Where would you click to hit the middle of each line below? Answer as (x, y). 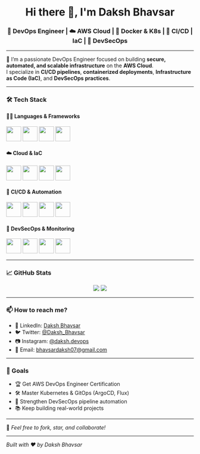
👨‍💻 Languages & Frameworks (43, 116)
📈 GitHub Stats (29, 273)
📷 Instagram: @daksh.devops (52, 341)
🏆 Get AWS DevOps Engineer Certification (67, 384)
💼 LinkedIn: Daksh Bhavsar (48, 325)
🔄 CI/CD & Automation (34, 192)
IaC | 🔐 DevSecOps (100, 41)
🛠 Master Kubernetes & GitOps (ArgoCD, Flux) (72, 393)
